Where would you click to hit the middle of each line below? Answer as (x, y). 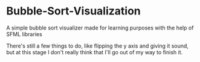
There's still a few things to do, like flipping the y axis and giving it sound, (98, 46)
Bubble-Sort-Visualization (73, 11)
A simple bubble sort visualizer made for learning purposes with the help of (100, 28)
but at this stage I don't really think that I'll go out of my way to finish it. (95, 52)
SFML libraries (24, 34)
